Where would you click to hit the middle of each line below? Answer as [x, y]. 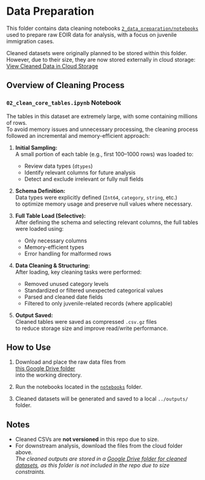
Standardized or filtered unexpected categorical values [94, 290]
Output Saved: [34, 315]
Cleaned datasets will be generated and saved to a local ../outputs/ [102, 399]
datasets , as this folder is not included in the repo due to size [92, 465]
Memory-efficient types [54, 247]
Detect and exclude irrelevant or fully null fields [84, 179]
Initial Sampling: [36, 148]
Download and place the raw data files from [70, 362]
